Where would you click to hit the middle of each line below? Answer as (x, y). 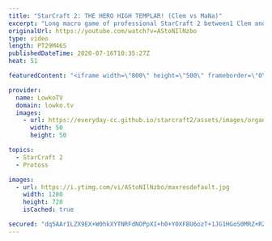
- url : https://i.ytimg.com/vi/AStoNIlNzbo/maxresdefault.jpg (123, 187)
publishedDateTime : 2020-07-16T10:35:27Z (79, 53)
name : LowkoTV (39, 98)
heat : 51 (23, 61)
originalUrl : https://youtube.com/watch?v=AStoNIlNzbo (103, 31)
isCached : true (49, 210)
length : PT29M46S (38, 46)
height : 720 (43, 202)
